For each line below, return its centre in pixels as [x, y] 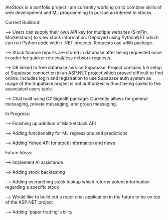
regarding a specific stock [32, 187]
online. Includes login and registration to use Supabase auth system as [78, 78]
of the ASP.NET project [29, 202]
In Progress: [18, 114]
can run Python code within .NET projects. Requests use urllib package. [79, 43]
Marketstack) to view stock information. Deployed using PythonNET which [82, 37]
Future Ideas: [19, 152]
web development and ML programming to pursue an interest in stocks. [79, 13]
